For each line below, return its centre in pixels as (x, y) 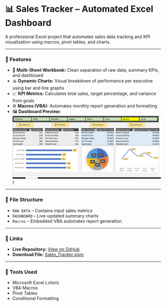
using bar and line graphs (38, 88)
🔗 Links (14, 238)
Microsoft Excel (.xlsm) (36, 283)
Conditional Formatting (36, 299)
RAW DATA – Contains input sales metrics (52, 211)
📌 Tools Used (21, 272)
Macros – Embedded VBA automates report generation (67, 221)
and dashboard (28, 75)
